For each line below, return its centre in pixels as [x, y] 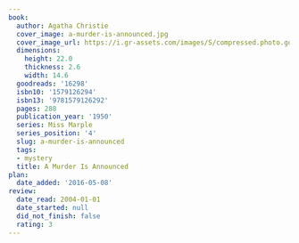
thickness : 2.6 [53, 68]
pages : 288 [37, 109]
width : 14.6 [46, 76]
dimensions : [39, 51]
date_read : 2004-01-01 [58, 200]
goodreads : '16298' [53, 84]
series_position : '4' [57, 134]
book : [18, 17]
